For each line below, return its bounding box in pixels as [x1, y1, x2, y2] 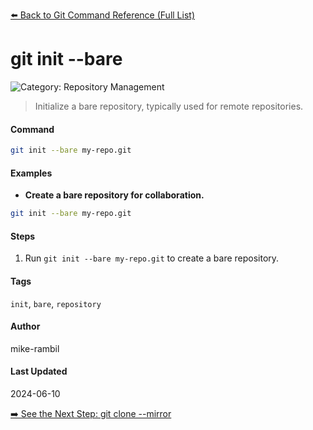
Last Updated [10, 365, 68, 378]
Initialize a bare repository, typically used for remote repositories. [34, 100, 304, 112]
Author [10, 320, 41, 333]
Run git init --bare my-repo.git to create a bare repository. [24, 252, 280, 264]
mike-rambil [10, 342, 60, 354]
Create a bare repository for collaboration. [24, 189, 205, 201]
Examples [10, 167, 53, 179]
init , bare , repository [10, 297, 102, 309]
